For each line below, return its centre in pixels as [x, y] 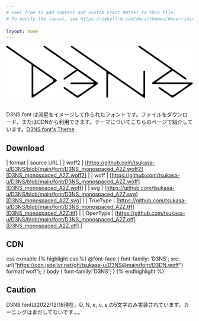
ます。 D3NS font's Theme [43, 129]
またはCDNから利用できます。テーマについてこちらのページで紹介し [105, 122]
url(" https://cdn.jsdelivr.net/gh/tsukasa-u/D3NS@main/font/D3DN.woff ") [95, 265]
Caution [21, 290]
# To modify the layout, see [42, 19]
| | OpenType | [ [98, 213]
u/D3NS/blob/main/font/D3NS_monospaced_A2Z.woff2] [75, 169]
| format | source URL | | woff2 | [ [46, 163]
